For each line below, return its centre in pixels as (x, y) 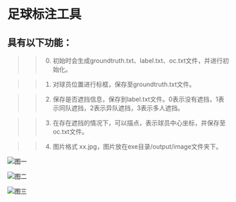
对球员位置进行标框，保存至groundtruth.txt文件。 (124, 84)
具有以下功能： (40, 42)
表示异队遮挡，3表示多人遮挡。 (139, 108)
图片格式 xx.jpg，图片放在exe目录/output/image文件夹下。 (137, 147)
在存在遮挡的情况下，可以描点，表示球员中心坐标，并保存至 (139, 123)
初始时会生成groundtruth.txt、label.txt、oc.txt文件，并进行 (138, 61)
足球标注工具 (45, 14)
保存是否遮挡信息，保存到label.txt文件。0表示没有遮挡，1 (135, 99)
